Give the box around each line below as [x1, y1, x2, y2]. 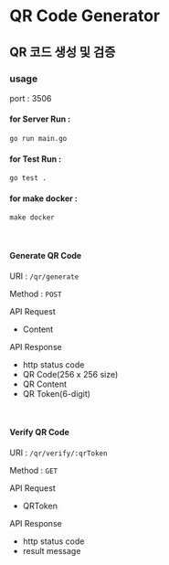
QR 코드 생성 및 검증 [9, 44, 116, 59]
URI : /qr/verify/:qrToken [9, 447, 108, 458]
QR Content [22, 378, 67, 389]
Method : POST [9, 288, 62, 299]
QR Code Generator [9, 5, 161, 27]
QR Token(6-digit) [22, 388, 91, 399]
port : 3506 [9, 92, 52, 103]
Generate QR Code [9, 251, 82, 261]
